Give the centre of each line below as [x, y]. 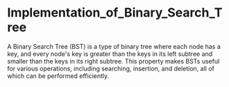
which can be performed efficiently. [58, 76]
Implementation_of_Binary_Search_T [115, 13]
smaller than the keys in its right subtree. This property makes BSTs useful [113, 61]
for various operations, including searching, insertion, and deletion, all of [111, 68]
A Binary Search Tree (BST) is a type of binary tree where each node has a [114, 46]
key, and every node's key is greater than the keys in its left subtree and [110, 54]
